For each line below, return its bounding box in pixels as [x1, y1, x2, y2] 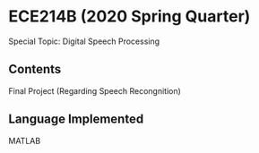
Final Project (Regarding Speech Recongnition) [8, 85, 181, 96]
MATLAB [8, 135, 41, 146]
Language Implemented [8, 112, 144, 127]
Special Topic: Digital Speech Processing [8, 36, 160, 47]
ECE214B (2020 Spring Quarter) [8, 6, 251, 27]
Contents [8, 62, 62, 77]
